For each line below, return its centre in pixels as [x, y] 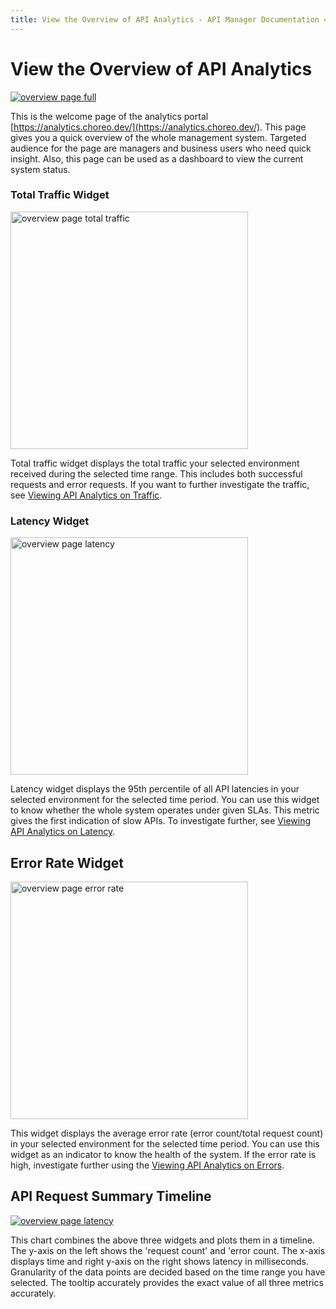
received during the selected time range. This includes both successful [156, 473]
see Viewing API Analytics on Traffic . [86, 495]
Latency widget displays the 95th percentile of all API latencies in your [155, 789]
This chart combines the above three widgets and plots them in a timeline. [162, 1240]
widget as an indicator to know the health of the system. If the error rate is [163, 1154]
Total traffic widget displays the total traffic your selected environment [155, 463]
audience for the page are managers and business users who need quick [161, 148]
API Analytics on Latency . [63, 832]
